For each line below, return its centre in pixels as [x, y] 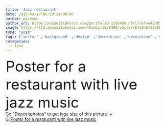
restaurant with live [71, 84]
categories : [18, 42]
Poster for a [46, 66]
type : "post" [19, 32]
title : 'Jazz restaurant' [32, 10]
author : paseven [22, 19]
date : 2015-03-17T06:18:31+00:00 [40, 14]
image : [12, 28]
